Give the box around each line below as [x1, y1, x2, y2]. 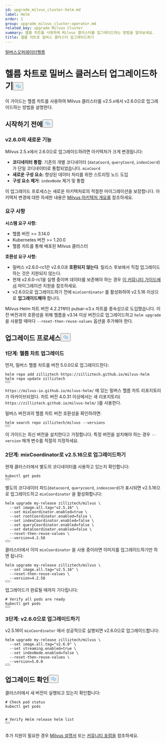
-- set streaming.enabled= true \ [9, 646, 77, 651]
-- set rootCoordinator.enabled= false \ [9, 514, 92, 518]
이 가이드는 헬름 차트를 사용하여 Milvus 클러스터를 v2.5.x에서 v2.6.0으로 [5, 98, 145, 104]
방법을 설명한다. [22, 104, 53, 110]
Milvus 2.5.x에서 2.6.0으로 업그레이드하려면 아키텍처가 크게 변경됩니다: [5, 148, 143, 154]
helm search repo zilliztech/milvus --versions [5, 420, 106, 425]
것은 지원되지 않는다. [21, 270, 62, 276]
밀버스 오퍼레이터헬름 [5, 49, 46, 55]
